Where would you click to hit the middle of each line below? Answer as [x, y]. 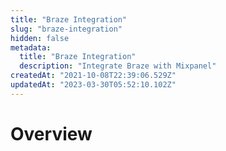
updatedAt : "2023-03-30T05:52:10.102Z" [93, 85]
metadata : [31, 47]
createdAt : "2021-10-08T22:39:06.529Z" [93, 76]
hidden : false [40, 38]
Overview [51, 133]
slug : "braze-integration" [66, 29]
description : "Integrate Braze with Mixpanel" [118, 66]
